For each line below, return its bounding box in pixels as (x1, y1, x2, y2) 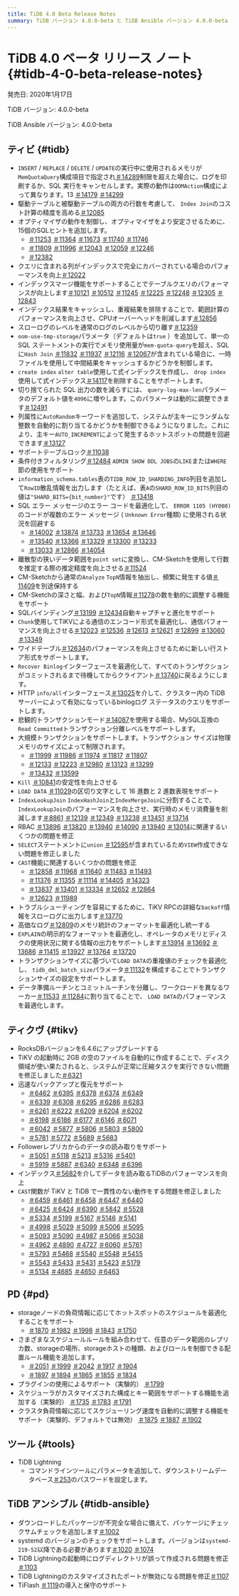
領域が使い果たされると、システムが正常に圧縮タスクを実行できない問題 (17, 1062, 230, 1071)
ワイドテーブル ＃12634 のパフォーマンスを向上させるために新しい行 (17, 644, 217, 653)
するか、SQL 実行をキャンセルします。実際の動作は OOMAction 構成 (23, 181, 216, 190)
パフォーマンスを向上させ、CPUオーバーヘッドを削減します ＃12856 (17, 314, 217, 323)
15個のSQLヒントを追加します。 (17, 226, 111, 235)
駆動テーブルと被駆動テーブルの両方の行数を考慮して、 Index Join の (17, 199, 219, 208)
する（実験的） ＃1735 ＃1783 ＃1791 (23, 1397, 132, 1406)
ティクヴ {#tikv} (7, 1024, 79, 1036)
